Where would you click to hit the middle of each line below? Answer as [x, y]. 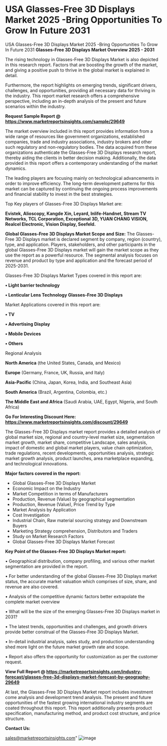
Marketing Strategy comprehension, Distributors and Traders [75, 531]
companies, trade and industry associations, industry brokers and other [79, 142]
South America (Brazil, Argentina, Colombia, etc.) [56, 392]
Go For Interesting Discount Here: [41, 416]
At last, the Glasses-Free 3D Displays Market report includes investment [79, 692]
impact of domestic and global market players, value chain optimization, [79, 447]
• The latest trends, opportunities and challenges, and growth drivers [76, 626]
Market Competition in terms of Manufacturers [60, 493]
